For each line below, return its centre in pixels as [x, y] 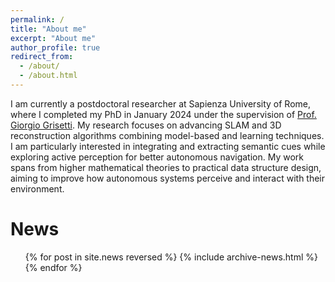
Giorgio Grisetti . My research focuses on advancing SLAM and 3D [146, 125]
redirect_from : [42, 57]
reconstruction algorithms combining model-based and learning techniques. [167, 135]
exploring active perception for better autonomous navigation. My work [157, 157]
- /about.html [48, 76]
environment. [37, 188]
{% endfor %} [53, 267]
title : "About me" [48, 29]
